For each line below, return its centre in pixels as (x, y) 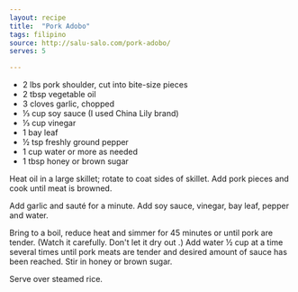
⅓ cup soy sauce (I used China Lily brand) (100, 114)
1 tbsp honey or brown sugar (75, 161)
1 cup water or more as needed (80, 152)
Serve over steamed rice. (56, 279)
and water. (29, 215)
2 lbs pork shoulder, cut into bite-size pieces (105, 85)
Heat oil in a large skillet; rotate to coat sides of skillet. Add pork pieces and (149, 179)
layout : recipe (38, 18)
